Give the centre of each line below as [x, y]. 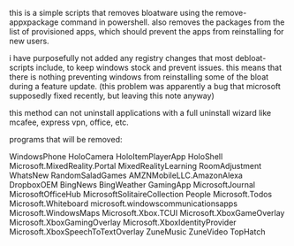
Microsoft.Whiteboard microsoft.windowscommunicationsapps [124, 204]
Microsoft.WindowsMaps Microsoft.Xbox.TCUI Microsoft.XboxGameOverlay [147, 213]
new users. [30, 41]
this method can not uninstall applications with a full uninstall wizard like [140, 113]
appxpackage [34, 22]
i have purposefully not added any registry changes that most [121, 58]
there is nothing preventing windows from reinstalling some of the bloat [139, 77]
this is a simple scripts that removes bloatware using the [112, 13]
